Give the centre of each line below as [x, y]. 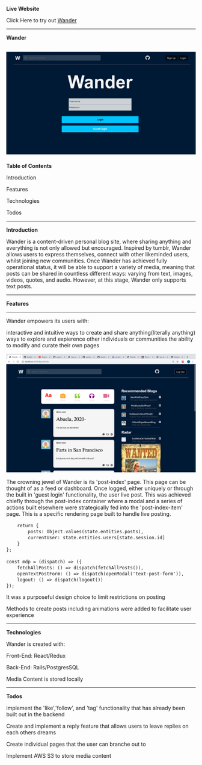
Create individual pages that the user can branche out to [76, 744]
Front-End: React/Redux [36, 655]
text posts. [19, 286]
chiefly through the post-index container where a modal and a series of [94, 501]
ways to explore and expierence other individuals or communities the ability [100, 339]
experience [20, 615]
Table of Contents [29, 166]
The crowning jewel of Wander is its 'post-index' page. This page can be [96, 482]
